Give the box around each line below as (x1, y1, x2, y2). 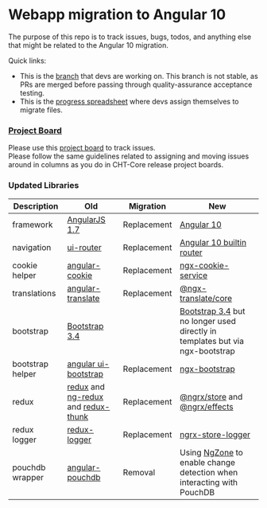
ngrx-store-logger (180, 428, 251, 440)
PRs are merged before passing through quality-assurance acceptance (19, 80, 253, 89)
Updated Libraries (8, 180, 79, 191)
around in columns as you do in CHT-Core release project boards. (8, 160, 224, 170)
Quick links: (8, 56, 47, 65)
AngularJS (67, 213, 106, 225)
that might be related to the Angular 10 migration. (8, 40, 169, 49)
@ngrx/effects (180, 401, 234, 412)
